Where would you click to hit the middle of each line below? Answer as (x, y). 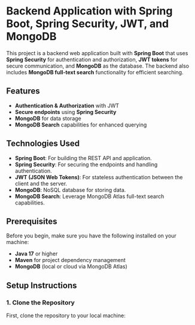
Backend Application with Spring (89, 11)
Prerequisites (32, 221)
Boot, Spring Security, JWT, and (88, 24)
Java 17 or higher (36, 254)
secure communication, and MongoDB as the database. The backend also (98, 66)
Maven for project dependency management (70, 260)
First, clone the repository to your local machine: (66, 315)
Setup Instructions (42, 285)
